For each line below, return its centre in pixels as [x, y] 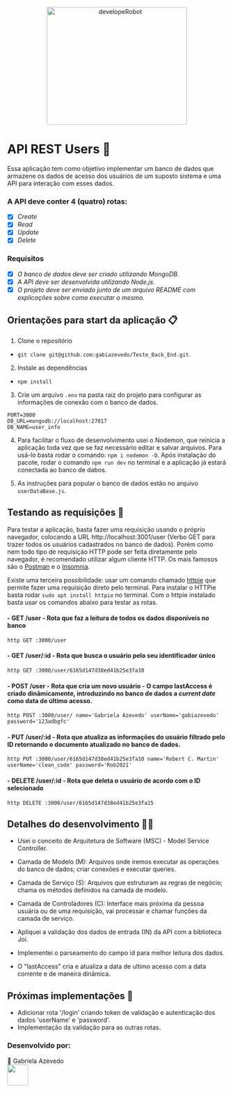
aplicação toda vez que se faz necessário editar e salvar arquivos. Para [120, 447]
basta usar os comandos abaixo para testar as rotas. [82, 602]
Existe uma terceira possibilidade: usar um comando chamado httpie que [112, 580]
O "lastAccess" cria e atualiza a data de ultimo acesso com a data [112, 967]
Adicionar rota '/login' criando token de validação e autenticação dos [116, 1013]
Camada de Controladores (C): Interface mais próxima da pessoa [111, 904]
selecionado [25, 788]
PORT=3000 [22, 415]
